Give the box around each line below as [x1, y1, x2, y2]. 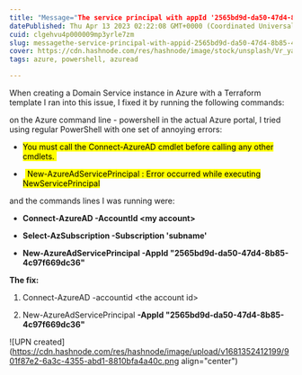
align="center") [181, 356, 238, 366]
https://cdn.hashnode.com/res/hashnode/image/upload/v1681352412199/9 [12, 346, 289, 356]
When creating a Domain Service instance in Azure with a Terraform [9, 87, 262, 98]
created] [32, 336, 66, 347]
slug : [9, 38, 30, 48]
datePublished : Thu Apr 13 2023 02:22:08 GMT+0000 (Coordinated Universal [9, 22, 296, 31]
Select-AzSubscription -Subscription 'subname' [22, 230, 208, 241]
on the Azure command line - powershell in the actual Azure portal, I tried [9, 114, 281, 125]
